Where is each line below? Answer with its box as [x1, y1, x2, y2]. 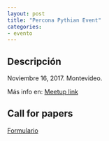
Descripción [7, 55, 61, 67]
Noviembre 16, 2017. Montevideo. [7, 74, 103, 82]
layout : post [7, 10, 45, 17]
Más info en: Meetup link [7, 88, 79, 96]
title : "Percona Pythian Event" [7, 17, 101, 24]
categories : [7, 23, 42, 30]
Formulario [7, 126, 38, 135]
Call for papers [7, 107, 73, 119]
